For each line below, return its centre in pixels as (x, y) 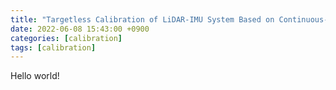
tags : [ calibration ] (53, 47)
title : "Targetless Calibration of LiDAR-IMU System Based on (142, 19)
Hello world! (35, 76)
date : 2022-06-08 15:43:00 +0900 (80, 29)
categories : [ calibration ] (66, 38)
